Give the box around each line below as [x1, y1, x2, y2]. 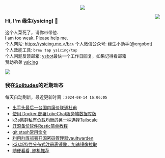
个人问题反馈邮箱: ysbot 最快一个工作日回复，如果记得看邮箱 [5, 53, 127, 59]
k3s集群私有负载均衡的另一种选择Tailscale [12, 117, 98, 123]
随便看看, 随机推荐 [12, 147, 50, 153]
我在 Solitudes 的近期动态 [5, 82, 64, 89]
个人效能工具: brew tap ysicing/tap [5, 47, 78, 53]
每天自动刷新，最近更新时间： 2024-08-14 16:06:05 [5, 94, 108, 100]
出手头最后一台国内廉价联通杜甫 [12, 105, 77, 110]
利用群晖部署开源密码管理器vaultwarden [12, 135, 94, 141]
